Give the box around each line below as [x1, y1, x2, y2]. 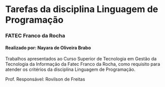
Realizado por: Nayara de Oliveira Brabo [5, 44, 91, 51]
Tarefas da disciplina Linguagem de [5, 4, 158, 15]
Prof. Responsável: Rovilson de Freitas [5, 76, 85, 82]
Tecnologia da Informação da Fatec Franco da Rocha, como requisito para [5, 61, 160, 67]
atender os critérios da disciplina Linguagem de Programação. [5, 66, 136, 72]
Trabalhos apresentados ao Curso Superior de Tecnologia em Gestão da [5, 56, 157, 62]
